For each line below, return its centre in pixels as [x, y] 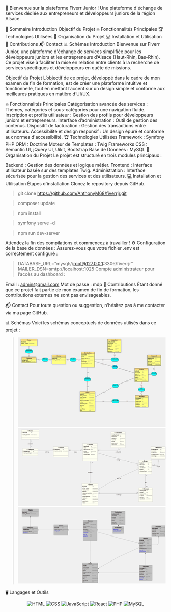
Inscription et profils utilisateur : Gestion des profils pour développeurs [79, 115]
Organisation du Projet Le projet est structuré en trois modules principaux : [83, 155]
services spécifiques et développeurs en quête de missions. [68, 68]
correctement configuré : [32, 253]
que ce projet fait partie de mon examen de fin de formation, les [72, 290]
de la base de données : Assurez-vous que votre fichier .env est [73, 248]
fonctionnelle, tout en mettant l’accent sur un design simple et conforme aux [85, 88]
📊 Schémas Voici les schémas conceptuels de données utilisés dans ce [81, 323]
